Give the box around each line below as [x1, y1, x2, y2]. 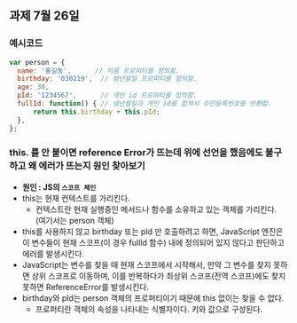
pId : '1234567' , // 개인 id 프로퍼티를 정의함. [17, 91, 198, 100]
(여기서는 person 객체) [35, 215, 115, 225]
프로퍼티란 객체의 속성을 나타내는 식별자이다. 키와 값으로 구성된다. [35, 303, 263, 314]
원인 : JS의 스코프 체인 [21, 181, 97, 193]
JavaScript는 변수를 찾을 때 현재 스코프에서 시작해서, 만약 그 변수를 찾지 [21, 259, 272, 270]
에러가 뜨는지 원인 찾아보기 [38, 160, 146, 172]
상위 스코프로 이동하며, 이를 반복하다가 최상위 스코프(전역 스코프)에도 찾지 [31, 270, 286, 281]
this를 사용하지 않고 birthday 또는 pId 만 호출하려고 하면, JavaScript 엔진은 [21, 225, 284, 237]
